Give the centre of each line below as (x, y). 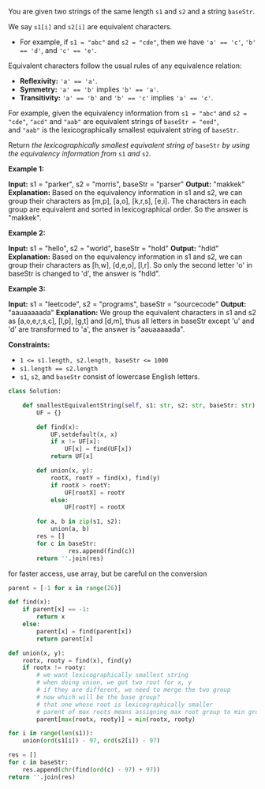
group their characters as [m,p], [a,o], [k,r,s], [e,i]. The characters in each (127, 201)
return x (51, 617)
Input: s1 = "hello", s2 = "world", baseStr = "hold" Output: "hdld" (114, 248)
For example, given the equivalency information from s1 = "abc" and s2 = (128, 113)
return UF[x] (71, 456)
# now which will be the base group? (98, 697)
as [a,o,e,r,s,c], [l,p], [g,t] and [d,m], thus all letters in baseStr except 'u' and (131, 321)
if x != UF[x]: (75, 441)
